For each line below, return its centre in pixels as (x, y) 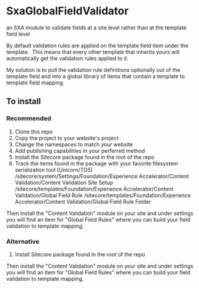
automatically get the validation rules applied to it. (68, 58)
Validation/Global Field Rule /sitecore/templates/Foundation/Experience (103, 195)
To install (24, 101)
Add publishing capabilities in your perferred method (80, 150)
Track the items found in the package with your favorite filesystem (96, 163)
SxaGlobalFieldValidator (68, 11)
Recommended (29, 119)
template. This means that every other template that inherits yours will (93, 51)
